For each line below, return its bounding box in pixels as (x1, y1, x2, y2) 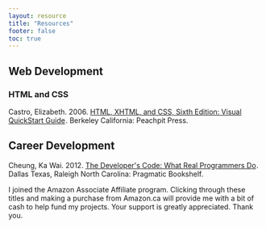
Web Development (8, 64, 103, 78)
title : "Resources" (8, 19, 74, 27)
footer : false (8, 27, 56, 35)
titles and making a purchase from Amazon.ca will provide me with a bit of (8, 193, 255, 203)
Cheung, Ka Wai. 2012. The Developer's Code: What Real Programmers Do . (8, 160, 260, 170)
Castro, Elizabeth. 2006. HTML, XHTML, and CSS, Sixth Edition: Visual (8, 107, 242, 116)
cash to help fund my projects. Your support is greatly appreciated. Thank (8, 201, 254, 211)
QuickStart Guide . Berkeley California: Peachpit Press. (8, 115, 189, 125)
